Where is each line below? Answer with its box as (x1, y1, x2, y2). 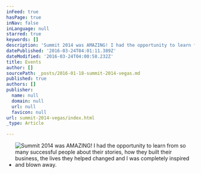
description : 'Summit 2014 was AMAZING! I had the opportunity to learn (6, 43, 191, 49)
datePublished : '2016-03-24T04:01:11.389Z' (6, 48, 117, 54)
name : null (11, 92, 39, 98)
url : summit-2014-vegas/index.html (6, 115, 95, 121)
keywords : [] (6, 37, 39, 43)
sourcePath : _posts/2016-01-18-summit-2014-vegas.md (6, 70, 141, 76)
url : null (11, 103, 36, 110)
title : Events (6, 59, 42, 65)
